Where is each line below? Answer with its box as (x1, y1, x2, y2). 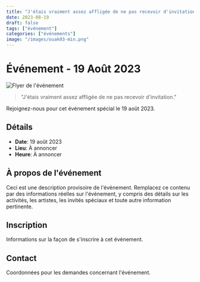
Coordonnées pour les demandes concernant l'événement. (6, 269, 151, 276)
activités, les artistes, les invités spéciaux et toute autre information (6, 196, 171, 203)
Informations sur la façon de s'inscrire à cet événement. (6, 236, 143, 243)
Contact (6, 253, 37, 263)
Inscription (6, 220, 48, 230)
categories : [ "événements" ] (6, 31, 76, 37)
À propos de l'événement (6, 168, 102, 178)
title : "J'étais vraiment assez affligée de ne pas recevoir (6, 8, 161, 15)
